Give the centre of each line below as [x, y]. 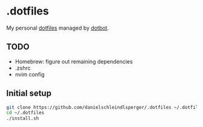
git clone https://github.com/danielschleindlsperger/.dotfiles [89, 107]
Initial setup [29, 93]
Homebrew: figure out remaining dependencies [74, 61]
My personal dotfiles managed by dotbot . [58, 28]
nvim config [30, 74]
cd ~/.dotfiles [25, 113]
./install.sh [23, 119]
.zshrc [23, 68]
